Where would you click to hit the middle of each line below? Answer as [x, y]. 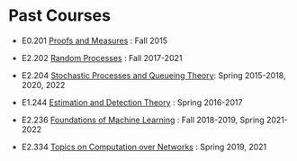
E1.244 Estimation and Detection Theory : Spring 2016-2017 [132, 102]
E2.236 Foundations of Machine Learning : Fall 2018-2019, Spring [143, 120]
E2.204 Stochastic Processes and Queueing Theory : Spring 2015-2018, [153, 75]
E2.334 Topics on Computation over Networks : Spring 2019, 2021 [144, 147]
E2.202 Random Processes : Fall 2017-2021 [102, 58]
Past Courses [60, 16]
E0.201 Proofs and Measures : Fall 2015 [94, 40]
